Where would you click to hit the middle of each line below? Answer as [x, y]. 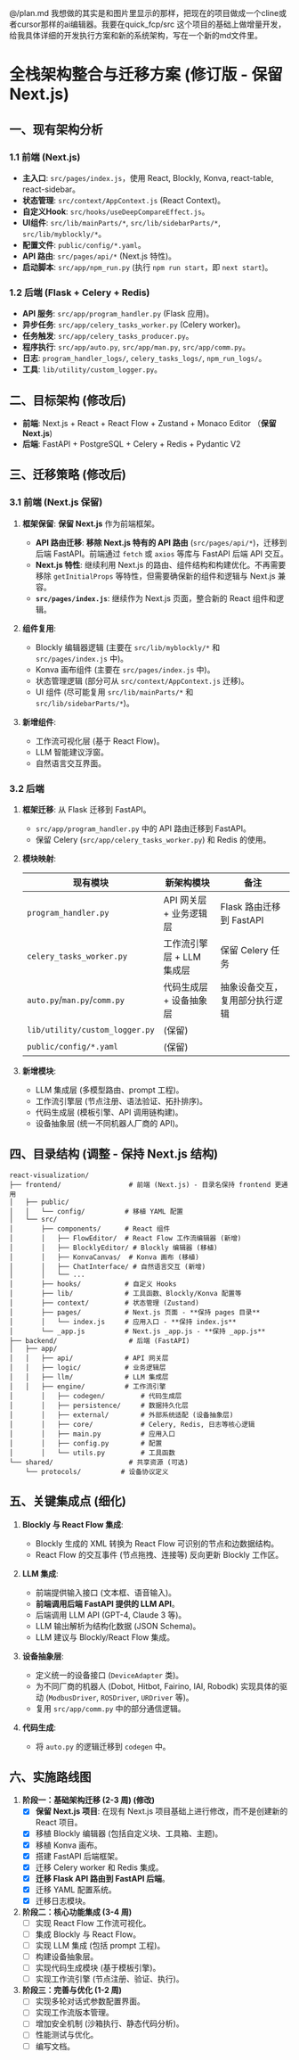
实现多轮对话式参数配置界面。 [90, 2001]
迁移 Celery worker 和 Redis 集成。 [99, 1867]
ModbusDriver [73, 1698]
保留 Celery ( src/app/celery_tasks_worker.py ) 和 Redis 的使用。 [153, 839]
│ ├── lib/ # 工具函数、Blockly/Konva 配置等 [125, 1293]
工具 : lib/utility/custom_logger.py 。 [92, 369]
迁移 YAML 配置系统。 [76, 1890]
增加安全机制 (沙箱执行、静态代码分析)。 [109, 2023]
